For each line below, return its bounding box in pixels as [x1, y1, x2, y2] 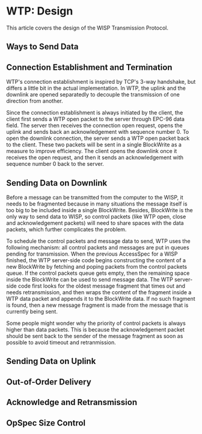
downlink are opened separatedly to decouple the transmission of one [6, 91, 180, 98]
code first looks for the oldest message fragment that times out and [17, 282, 185, 289]
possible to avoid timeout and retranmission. [6, 339, 116, 346]
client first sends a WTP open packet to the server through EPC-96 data [6, 116, 185, 123]
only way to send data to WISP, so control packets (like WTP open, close [6, 213, 186, 220]
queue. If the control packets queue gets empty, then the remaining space [6, 269, 190, 277]
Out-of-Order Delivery [6, 377, 91, 387]
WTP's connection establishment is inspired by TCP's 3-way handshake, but [6, 78, 196, 86]
